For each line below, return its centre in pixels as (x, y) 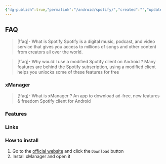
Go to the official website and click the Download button (68, 151)
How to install (22, 140)
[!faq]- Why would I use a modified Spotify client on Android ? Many (86, 62)
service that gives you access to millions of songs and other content (87, 47)
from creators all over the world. (50, 52)
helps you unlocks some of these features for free (68, 72)
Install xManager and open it (41, 156)
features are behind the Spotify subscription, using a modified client (86, 67)
